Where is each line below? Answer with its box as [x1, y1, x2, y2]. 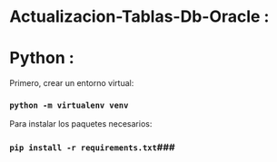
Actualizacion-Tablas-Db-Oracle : [9, 6, 270, 27]
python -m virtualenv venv [9, 100, 129, 110]
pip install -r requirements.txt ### [9, 141, 175, 154]
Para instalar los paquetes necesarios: [9, 119, 153, 129]
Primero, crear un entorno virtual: [9, 78, 134, 89]
